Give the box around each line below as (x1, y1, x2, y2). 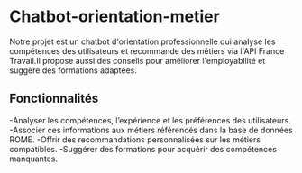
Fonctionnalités (9, 91, 99, 106)
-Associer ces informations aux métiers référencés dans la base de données (9, 124, 293, 135)
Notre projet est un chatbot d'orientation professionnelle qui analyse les (9, 36, 276, 47)
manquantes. (9, 153, 59, 164)
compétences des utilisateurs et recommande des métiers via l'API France (9, 45, 285, 56)
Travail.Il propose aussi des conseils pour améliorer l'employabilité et (9, 55, 266, 66)
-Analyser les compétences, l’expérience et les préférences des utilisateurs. (9, 114, 291, 125)
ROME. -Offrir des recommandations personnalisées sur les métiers (9, 133, 261, 145)
